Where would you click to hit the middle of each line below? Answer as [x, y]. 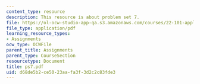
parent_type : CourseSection [41, 56]
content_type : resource [36, 12]
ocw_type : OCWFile [29, 45]
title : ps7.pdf [25, 67]
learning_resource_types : [38, 34]
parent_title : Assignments [40, 50]
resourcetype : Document [36, 61]
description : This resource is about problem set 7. [73, 17]
